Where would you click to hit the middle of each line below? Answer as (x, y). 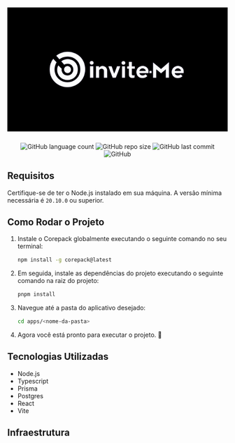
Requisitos (31, 176)
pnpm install (36, 295)
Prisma (28, 388)
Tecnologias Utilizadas (58, 357)
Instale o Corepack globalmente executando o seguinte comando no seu (122, 239)
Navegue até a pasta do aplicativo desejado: (81, 308)
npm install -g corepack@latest (64, 260)
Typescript (33, 381)
